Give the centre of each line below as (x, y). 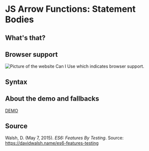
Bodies (20, 19)
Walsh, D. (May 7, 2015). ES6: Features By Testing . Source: (64, 138)
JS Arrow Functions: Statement (71, 9)
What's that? (25, 38)
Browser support (31, 55)
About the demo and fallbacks (52, 99)
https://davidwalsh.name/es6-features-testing (52, 143)
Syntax (16, 82)
